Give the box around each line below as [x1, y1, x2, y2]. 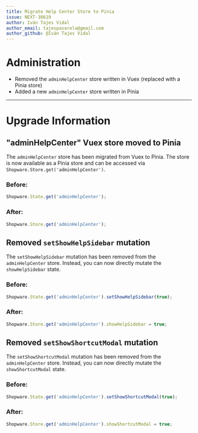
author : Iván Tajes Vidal [6, 19, 70, 25]
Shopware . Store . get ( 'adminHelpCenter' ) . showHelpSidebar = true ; [6, 321, 167, 327]
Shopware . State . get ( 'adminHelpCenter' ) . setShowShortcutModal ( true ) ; [6, 393, 178, 400]
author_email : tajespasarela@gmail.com [6, 25, 104, 31]
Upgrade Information [6, 114, 111, 127]
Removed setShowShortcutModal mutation [6, 337, 159, 347]
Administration [6, 56, 81, 70]
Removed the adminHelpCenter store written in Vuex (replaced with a [14, 76, 180, 83]
